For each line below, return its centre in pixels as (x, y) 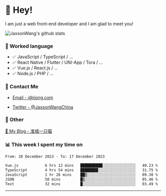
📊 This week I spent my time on (44, 144)
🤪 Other (14, 119)
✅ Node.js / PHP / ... (33, 74)
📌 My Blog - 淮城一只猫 (29, 131)
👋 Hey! (19, 10)
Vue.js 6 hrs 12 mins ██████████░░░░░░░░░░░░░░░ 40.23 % (82, 165)
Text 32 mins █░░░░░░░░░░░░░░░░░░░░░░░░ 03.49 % (82, 184)
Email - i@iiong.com (33, 97)
